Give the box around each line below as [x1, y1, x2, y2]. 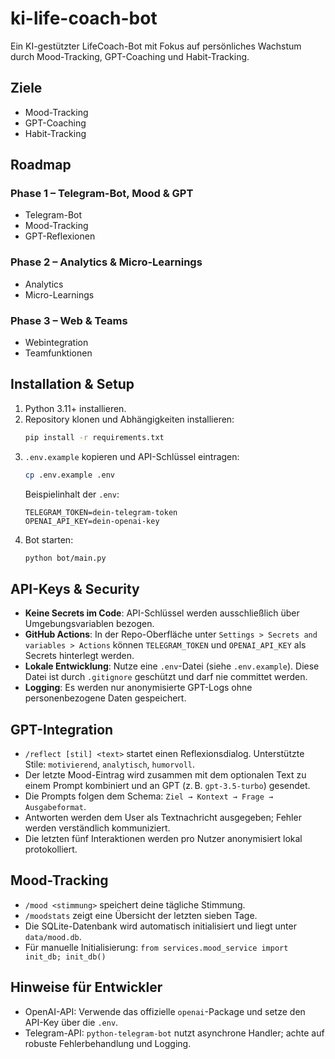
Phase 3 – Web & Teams [10, 313, 128, 327]
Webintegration [24, 337, 89, 349]
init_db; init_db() [24, 952, 107, 962]
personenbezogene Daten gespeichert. [24, 692, 187, 704]
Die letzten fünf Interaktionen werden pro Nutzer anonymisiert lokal [24, 833, 303, 845]
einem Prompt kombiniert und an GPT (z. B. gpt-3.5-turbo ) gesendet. [24, 780, 311, 792]
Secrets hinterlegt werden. [24, 650, 135, 662]
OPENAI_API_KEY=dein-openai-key [24, 516, 160, 526]
